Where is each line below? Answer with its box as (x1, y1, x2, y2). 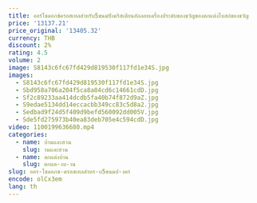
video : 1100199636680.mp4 (8, 123, 94, 131)
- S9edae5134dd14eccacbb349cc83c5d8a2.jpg (15, 101, 159, 109)
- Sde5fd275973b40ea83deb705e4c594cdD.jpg (15, 116, 159, 124)
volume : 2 (8, 57, 42, 65)
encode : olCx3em (8, 175, 62, 184)
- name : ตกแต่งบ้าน (15, 153, 69, 161)
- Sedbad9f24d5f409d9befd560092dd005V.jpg (15, 109, 159, 117)
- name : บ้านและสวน (15, 137, 72, 146)
